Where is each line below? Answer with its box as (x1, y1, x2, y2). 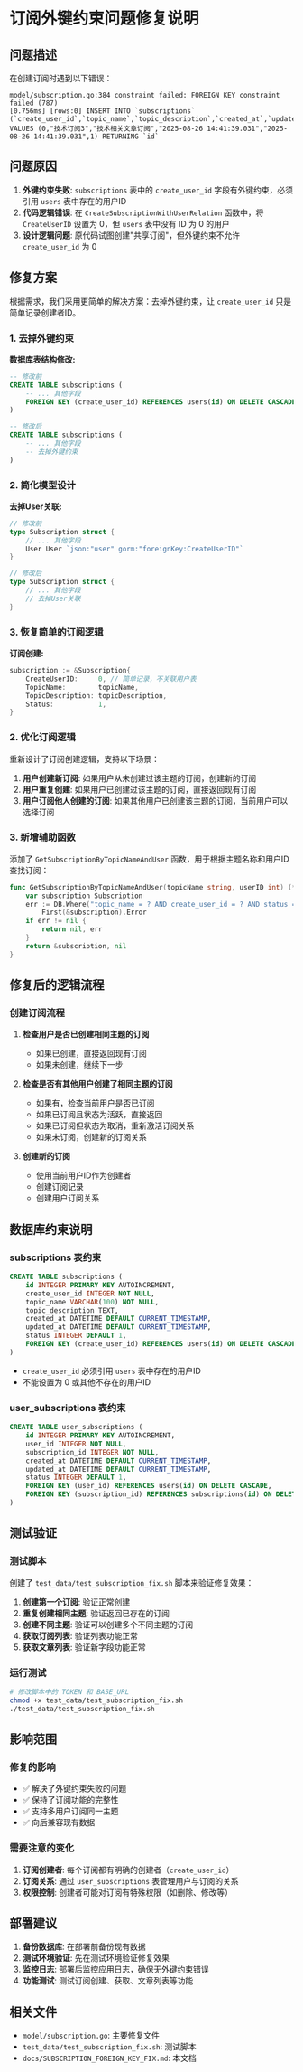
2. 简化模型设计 (9, 478, 77, 491)
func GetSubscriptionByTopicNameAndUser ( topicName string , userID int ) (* (9, 882, 297, 891)
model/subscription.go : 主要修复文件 (22, 2030, 161, 2041)
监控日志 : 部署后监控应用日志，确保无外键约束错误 (22, 1964, 209, 1975)
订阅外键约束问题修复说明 (9, 8, 200, 29)
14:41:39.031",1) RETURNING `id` (32, 132, 160, 141)
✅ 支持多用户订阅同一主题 (22, 1805, 119, 1817)
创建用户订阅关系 (35, 1192, 100, 1203)
